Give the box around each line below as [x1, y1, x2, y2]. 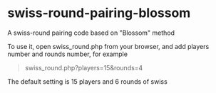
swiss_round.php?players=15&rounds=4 [24, 63, 143, 72]
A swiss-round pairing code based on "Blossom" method [7, 28, 175, 37]
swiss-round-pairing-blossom [7, 5, 191, 21]
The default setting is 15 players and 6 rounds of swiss [7, 77, 168, 86]
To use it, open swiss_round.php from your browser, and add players [7, 42, 210, 50]
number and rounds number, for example [7, 50, 128, 58]
